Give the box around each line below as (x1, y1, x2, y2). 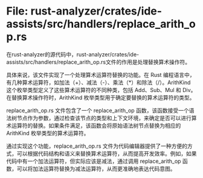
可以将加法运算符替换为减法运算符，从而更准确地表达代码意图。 (16, 165, 176, 172)
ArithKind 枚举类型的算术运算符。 (6, 129, 89, 137)
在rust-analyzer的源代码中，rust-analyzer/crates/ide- (6, 50, 140, 58)
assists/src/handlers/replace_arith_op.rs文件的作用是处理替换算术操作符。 (6, 58, 191, 65)
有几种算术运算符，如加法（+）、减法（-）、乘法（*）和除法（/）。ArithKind (6, 79, 191, 86)
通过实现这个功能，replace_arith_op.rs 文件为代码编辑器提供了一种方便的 (6, 142, 188, 150)
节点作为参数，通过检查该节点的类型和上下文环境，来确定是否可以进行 (16, 114, 192, 122)
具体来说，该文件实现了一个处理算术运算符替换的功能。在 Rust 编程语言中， (6, 71, 195, 78)
